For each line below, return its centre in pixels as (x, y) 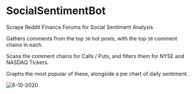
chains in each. (24, 45)
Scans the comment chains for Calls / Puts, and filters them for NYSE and (95, 56)
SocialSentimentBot (56, 11)
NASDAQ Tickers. (27, 62)
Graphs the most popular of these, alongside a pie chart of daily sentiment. (97, 73)
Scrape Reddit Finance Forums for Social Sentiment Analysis (80, 27)
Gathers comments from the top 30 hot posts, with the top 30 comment (92, 38)
